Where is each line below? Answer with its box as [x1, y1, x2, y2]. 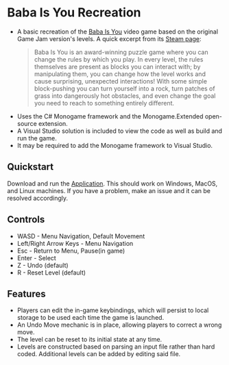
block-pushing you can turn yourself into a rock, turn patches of [34, 84, 215, 92]
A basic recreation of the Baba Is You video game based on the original [16, 27, 218, 36]
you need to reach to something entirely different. [34, 99, 175, 107]
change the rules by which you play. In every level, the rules [34, 55, 204, 63]
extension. [38, 119, 69, 127]
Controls [7, 214, 45, 225]
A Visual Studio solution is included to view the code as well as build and [16, 127, 223, 135]
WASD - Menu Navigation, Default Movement [16, 231, 145, 240]
